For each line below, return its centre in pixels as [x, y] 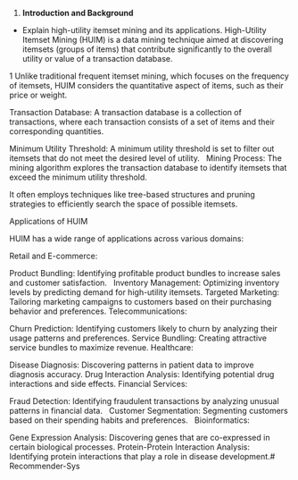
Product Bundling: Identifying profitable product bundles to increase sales [145, 273]
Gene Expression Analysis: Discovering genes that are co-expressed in [140, 438]
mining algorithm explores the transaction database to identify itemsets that [148, 168]
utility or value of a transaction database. [97, 59]
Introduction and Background [78, 13]
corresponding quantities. [57, 131]
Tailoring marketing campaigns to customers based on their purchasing [141, 302]
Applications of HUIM [49, 221]
